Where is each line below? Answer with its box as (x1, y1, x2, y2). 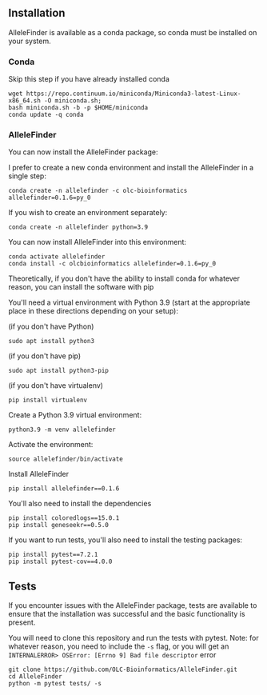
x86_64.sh (8, 97, 42, 105)
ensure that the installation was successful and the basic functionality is (8, 609, 245, 619)
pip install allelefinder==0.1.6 (8, 485, 120, 493)
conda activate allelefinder (8, 253, 106, 261)
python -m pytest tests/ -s (8, 680, 102, 688)
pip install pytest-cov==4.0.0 (8, 557, 113, 566)
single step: (8, 171, 46, 181)
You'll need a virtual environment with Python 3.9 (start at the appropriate (8, 298, 250, 307)
